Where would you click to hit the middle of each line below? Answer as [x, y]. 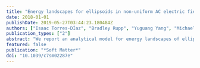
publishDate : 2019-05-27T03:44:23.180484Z [60, 22]
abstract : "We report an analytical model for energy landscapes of [93, 39]
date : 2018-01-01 [28, 17]
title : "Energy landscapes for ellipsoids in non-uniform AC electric [96, 12]
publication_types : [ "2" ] [38, 34]
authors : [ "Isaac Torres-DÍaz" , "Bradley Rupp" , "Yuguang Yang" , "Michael [101, 28]
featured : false [26, 45]
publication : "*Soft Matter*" [44, 50]
